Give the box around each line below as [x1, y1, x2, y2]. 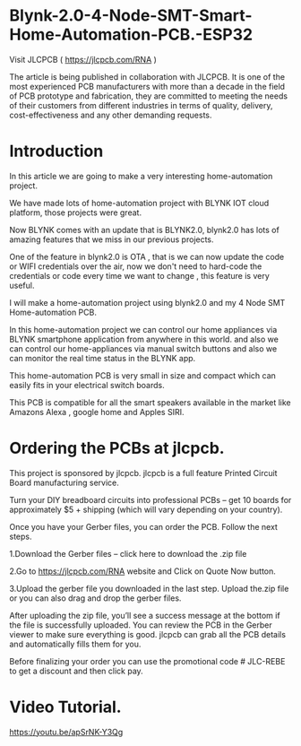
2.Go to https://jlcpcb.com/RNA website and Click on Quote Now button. [9, 566, 276, 577]
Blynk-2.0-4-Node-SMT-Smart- [9, 5, 253, 26]
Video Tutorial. [9, 697, 123, 717]
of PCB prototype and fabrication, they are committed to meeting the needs [9, 91, 288, 101]
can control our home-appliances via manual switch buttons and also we [9, 343, 278, 354]
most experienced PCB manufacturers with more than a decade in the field [9, 81, 285, 91]
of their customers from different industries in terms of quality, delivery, [9, 100, 273, 110]
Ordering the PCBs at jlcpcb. [9, 438, 226, 458]
